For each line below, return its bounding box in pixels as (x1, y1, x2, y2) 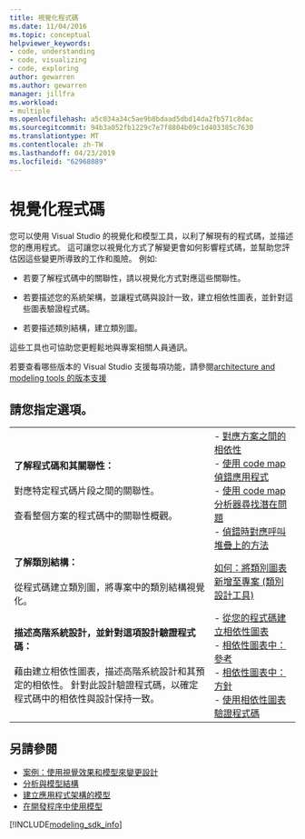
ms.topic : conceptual (9, 30, 92, 39)
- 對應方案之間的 (213, 430, 287, 443)
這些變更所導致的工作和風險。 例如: (25, 254, 157, 265)
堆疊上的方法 (213, 539, 270, 552)
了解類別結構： (14, 556, 79, 569)
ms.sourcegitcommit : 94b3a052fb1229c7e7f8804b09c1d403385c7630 (9, 124, 254, 133)
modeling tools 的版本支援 (9, 373, 107, 384)
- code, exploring (9, 65, 79, 74)
